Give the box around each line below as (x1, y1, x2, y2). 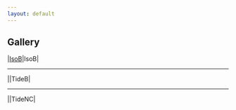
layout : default (7, 10, 55, 18)
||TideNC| (7, 95, 36, 104)
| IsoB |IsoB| (7, 55, 39, 63)
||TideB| (7, 75, 31, 83)
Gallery (7, 36, 40, 48)
